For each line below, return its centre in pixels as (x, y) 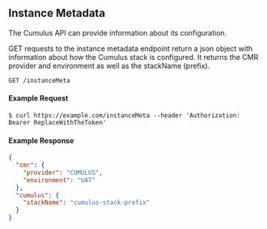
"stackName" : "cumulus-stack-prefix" (87, 203)
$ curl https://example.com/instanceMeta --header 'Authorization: (125, 116)
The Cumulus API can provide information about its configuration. (118, 32)
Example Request (38, 98)
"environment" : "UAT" (59, 180)
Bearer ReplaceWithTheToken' (57, 123)
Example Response (41, 140)
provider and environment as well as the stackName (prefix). (109, 66)
